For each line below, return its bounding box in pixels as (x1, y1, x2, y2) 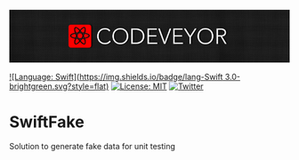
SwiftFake (9, 112, 85, 132)
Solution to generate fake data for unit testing (9, 141, 176, 152)
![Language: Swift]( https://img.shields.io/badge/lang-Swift (9, 71, 223, 82)
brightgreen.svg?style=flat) (9, 81, 109, 92)
